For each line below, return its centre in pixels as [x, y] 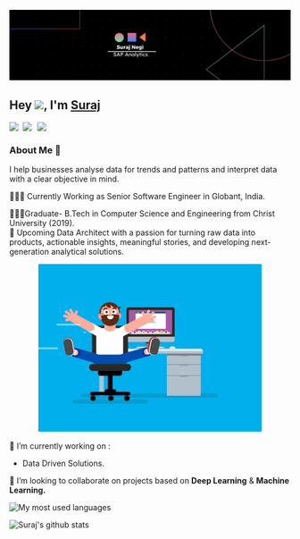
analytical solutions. [87, 252]
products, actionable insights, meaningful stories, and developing [129, 242]
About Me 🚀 [35, 150]
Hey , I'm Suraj [55, 105]
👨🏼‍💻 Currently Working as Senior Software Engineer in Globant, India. [137, 197]
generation [29, 252]
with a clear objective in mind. [64, 179]
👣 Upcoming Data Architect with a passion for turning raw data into [133, 232]
